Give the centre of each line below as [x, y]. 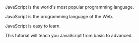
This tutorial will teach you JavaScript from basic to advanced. [69, 35]
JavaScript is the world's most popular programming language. [69, 7]
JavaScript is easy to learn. [33, 26]
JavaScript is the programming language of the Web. [59, 16]
